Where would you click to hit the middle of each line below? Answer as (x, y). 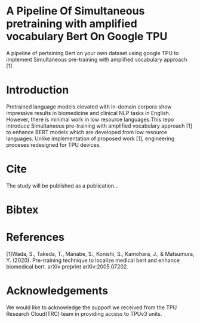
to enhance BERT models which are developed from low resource (87, 132)
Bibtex (22, 210)
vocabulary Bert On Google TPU (87, 37)
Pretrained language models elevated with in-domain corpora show (89, 107)
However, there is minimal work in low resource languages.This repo (90, 119)
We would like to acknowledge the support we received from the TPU (92, 307)
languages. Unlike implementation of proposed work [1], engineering (90, 138)
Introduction (38, 90)
